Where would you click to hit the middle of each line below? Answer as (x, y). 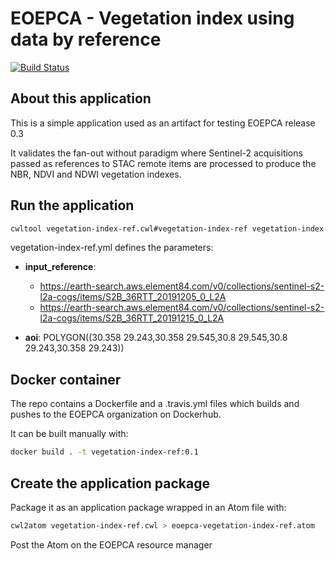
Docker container (66, 379)
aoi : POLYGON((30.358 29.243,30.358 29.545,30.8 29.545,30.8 (156, 338)
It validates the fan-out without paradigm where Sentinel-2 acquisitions (156, 153)
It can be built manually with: (69, 434)
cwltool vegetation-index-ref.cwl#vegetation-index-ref (129, 228)
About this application (81, 98)
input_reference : (60, 267)
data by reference (86, 39)
